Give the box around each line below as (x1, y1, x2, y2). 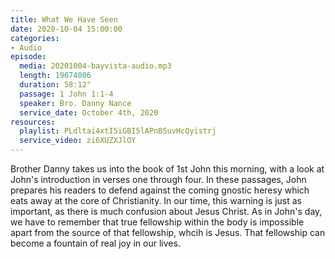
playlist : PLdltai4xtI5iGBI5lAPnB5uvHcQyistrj (19, 126, 217, 136)
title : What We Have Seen (10, 14, 118, 25)
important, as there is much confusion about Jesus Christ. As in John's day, (10, 206, 323, 217)
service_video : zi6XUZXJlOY (19, 136, 137, 146)
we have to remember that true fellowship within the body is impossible (10, 216, 305, 228)
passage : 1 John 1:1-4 (19, 89, 114, 99)
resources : (10, 117, 56, 127)
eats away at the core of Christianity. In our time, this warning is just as (10, 195, 302, 206)
